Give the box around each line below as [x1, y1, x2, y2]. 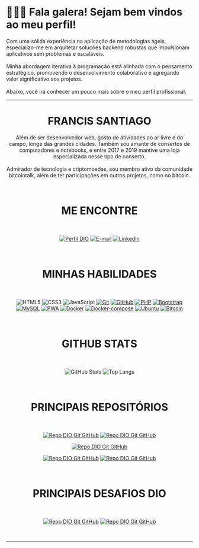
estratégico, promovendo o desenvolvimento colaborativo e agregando [6, 69, 179, 76]
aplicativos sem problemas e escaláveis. [6, 50, 105, 57]
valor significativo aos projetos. [6, 75, 83, 82]
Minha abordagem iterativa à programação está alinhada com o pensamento [6, 62, 192, 70]
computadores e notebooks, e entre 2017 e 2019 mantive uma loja [19, 146, 180, 154]
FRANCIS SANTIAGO [47, 114, 152, 128]
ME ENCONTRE [61, 204, 138, 218]
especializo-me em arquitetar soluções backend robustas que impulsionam [6, 44, 190, 51]
